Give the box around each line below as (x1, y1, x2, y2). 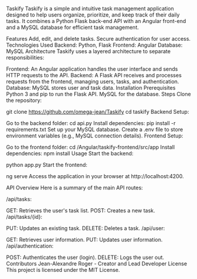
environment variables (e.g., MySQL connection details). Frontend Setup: (6, 132, 183, 139)
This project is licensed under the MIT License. (6, 267, 120, 273)
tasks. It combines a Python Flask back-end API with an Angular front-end (6, 18, 186, 24)
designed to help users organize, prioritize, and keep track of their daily (6, 11, 180, 18)
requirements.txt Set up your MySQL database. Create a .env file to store (6, 126, 183, 133)
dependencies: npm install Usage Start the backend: (6, 150, 134, 157)
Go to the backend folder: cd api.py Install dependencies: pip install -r (6, 120, 176, 126)
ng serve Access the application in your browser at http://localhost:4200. (6, 173, 184, 179)
